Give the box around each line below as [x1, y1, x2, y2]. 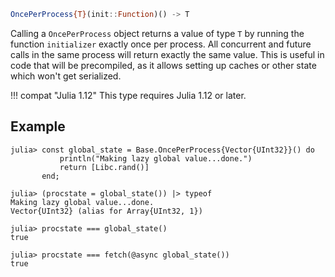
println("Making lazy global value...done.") [59, 153, 253, 164]
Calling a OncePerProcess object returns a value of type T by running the [10, 27, 305, 39]
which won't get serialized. [10, 70, 122, 82]
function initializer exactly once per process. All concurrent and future [10, 38, 312, 50]
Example [10, 118, 66, 135]
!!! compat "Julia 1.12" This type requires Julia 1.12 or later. [10, 89, 247, 101]
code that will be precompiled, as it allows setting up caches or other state [10, 59, 317, 71]
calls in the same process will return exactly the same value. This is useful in [10, 48, 325, 60]
